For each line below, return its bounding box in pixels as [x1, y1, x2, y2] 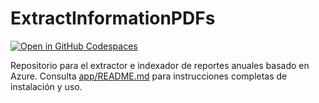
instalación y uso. [10, 80, 83, 92]
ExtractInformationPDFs [10, 7, 216, 30]
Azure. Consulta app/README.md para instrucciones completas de [10, 70, 288, 82]
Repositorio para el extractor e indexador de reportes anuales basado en [10, 59, 310, 71]
